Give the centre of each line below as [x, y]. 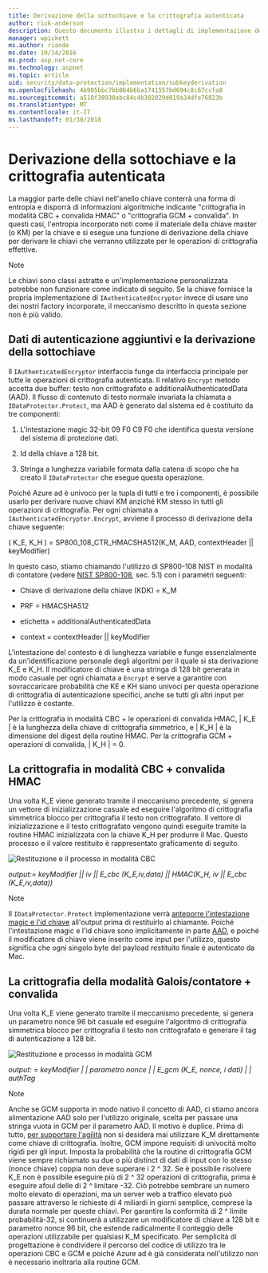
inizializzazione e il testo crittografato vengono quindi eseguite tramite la [127, 826]
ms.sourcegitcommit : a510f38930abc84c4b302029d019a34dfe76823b [116, 98]
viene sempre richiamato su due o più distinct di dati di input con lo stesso [130, 1160]
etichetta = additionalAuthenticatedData [85, 621]
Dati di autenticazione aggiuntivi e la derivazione [132, 339]
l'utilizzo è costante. [41, 703]
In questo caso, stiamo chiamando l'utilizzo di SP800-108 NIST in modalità [130, 566]
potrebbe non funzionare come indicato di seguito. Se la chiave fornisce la [130, 289]
